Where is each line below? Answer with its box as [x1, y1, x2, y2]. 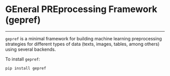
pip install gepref [5, 65, 47, 71]
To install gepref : [5, 56, 40, 62]
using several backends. [5, 46, 56, 52]
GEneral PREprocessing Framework [5, 4, 158, 15]
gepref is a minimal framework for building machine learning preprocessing [5, 35, 162, 41]
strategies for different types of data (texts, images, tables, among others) [5, 41, 160, 47]
